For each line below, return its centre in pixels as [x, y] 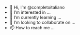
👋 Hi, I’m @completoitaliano [37, 7]
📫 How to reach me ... [32, 28]
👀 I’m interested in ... [30, 12]
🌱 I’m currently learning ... [35, 17]
